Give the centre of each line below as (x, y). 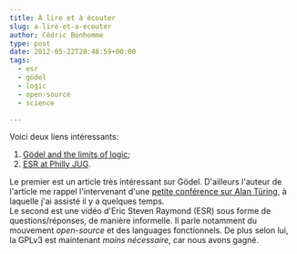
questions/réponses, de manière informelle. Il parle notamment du (133, 221)
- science (36, 103)
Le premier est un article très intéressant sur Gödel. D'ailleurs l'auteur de (146, 182)
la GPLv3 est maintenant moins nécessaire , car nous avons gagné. (134, 240)
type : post (30, 43)
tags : (20, 60)
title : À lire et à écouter (63, 18)
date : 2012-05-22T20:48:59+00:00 (73, 52)
